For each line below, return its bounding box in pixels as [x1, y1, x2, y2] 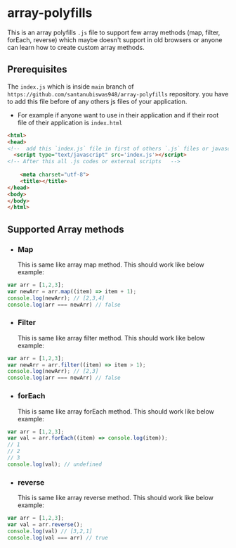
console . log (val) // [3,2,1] [7, 528, 93, 535]
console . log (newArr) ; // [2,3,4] [7, 294, 105, 302]
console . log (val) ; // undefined [7, 461, 102, 468]
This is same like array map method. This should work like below [17, 260, 205, 269]
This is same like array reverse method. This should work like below [17, 494, 214, 502]
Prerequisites [7, 63, 67, 75]
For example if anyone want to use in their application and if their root [17, 110, 219, 119]
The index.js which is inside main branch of [7, 82, 135, 91]
